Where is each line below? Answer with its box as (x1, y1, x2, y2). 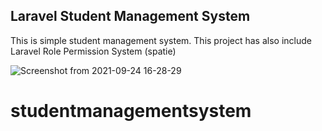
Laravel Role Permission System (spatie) (10, 45, 177, 57)
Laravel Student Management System (10, 8, 251, 25)
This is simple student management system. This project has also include (10, 34, 312, 46)
